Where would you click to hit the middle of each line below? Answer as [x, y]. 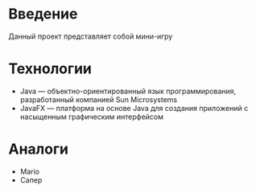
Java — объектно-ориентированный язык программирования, [128, 91]
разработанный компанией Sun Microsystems [99, 99]
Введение [43, 14]
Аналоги [38, 149]
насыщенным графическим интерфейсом [91, 117]
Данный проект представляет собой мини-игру [91, 36]
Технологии [50, 69]
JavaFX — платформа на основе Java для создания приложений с [134, 108]
